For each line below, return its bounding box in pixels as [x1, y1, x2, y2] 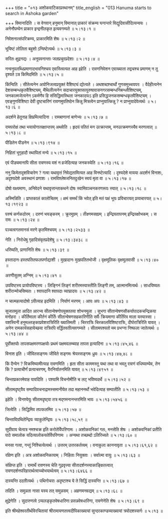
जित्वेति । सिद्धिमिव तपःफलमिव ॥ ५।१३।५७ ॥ [5, 406, 81, 412]
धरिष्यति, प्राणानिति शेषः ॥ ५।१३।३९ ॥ [5, 247, 69, 252]
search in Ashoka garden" [5, 11, 59, 16]
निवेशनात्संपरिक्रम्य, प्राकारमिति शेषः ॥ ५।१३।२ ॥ [5, 36, 85, 42]
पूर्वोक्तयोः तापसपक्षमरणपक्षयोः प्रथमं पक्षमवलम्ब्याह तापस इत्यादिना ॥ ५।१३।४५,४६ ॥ [5, 341, 138, 347]
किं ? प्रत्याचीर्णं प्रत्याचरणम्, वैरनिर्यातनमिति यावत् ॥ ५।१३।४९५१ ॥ [5, 366, 113, 372]
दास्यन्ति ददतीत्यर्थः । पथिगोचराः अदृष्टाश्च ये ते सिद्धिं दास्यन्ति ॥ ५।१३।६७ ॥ [5, 478, 129, 483]
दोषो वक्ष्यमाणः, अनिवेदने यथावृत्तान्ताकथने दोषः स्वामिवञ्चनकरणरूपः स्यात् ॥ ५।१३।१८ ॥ [5, 185, 146, 191]
